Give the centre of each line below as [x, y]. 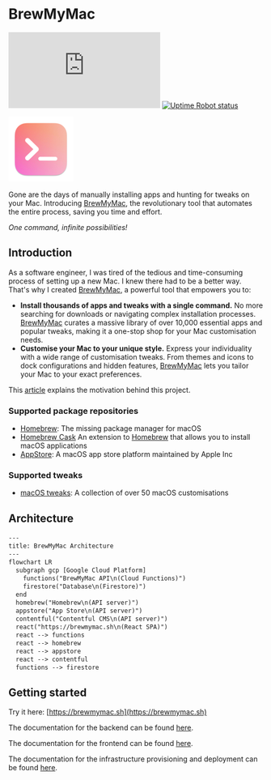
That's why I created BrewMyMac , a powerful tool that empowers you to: [130, 289]
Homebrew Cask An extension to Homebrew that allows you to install [135, 437]
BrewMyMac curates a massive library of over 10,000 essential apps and [141, 322]
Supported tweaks [46, 475]
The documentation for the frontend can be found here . [101, 743]
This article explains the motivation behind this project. [100, 390]
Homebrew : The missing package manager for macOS [111, 428]
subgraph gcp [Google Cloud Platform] [81, 571]
